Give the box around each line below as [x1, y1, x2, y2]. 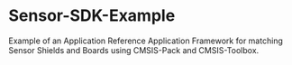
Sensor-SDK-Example [8, 5, 176, 26]
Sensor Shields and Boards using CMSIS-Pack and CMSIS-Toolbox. [8, 44, 260, 55]
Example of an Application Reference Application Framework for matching [8, 35, 283, 46]
